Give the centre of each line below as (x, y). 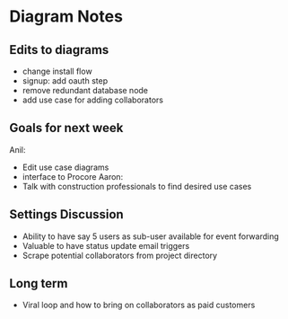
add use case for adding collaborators (93, 100)
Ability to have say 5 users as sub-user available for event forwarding (151, 236)
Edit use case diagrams (65, 167)
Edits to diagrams (59, 50)
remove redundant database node (85, 90)
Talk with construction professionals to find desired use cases (137, 186)
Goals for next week (66, 128)
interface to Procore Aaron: (73, 176)
